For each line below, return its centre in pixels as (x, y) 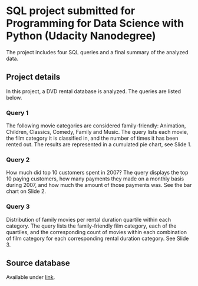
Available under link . (31, 277)
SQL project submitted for (71, 11)
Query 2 (18, 159)
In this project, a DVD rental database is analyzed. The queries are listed (94, 91)
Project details (33, 77)
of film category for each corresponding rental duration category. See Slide (98, 238)
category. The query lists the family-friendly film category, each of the (91, 226)
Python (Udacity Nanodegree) (81, 36)
